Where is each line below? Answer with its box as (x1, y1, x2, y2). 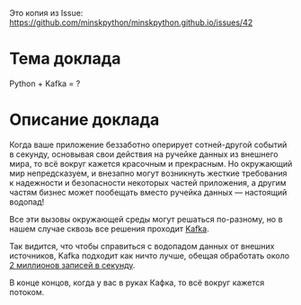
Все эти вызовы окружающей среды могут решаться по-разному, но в (9, 213, 283, 224)
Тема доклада (9, 48, 121, 69)
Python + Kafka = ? (9, 78, 81, 89)
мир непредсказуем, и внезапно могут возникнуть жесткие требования (9, 168, 288, 179)
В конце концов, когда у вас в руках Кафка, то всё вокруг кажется (9, 277, 265, 288)
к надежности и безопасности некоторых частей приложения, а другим (9, 177, 287, 187)
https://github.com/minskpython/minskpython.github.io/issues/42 (9, 17, 253, 28)
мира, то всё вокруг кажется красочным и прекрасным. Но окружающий (9, 158, 293, 169)
